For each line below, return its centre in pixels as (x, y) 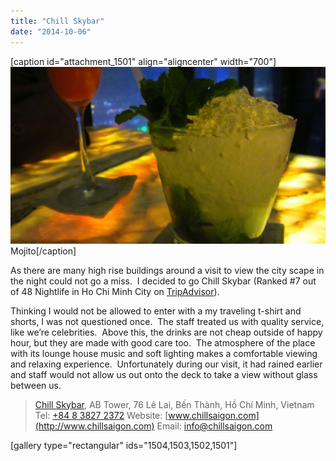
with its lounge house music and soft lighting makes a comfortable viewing (164, 353)
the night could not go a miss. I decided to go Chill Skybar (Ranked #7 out (163, 281)
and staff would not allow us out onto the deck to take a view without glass (164, 374)
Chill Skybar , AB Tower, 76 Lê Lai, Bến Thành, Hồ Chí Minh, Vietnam (174, 404)
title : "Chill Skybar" (57, 21)
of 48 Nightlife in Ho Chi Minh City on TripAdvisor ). (115, 291)
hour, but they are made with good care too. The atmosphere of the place (163, 342)
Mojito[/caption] (43, 251)
